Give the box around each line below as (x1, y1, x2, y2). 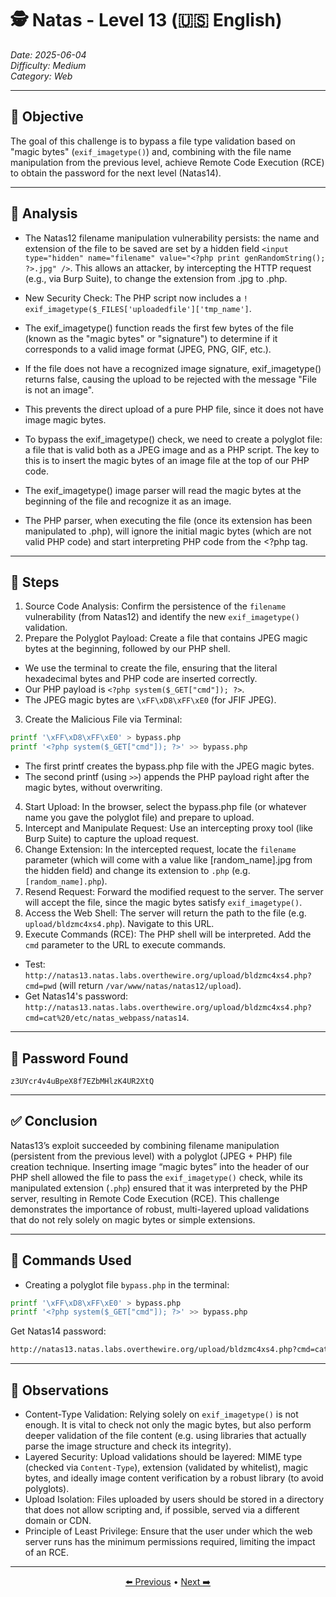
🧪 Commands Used (10, 1252, 132, 1269)
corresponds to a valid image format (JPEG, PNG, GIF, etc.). (24, 343, 272, 355)
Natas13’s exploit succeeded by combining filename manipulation (10, 1139, 280, 1151)
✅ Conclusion (10, 1113, 98, 1130)
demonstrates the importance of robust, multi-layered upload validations (10, 1203, 310, 1215)
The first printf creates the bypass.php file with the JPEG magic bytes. (24, 760, 315, 772)
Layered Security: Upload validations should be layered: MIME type (24, 1451, 303, 1462)
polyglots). (24, 1483, 70, 1494)
